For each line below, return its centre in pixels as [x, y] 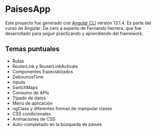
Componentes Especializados [43, 71]
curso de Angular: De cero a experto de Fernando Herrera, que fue [73, 28]
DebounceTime [28, 77]
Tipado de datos [29, 98]
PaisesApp [28, 9]
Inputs [19, 82]
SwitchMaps [25, 87]
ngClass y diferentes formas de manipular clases [62, 108]
